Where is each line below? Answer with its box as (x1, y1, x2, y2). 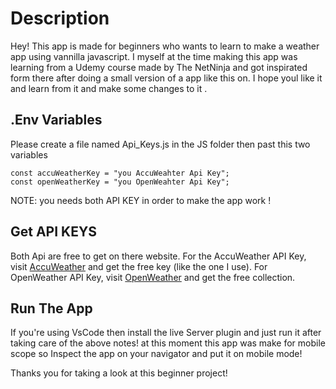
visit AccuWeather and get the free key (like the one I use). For (10, 260, 268, 272)
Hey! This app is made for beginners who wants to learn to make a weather (10, 40, 320, 52)
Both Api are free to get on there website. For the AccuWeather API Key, (10, 250, 307, 262)
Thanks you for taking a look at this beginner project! (10, 367, 228, 379)
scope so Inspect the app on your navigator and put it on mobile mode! (10, 348, 303, 360)
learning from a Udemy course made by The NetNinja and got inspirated (10, 61, 308, 73)
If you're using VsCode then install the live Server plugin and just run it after (10, 327, 322, 339)
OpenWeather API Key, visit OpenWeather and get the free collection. (10, 271, 296, 283)
